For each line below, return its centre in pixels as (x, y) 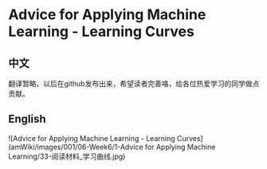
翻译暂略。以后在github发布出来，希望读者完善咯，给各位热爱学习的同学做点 (134, 84)
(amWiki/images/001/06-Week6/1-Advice (76, 147)
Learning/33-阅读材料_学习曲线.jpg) (67, 156)
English (27, 119)
